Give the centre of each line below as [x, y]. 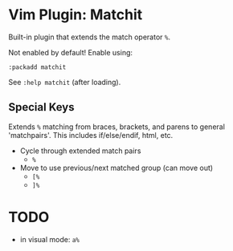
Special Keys [41, 107]
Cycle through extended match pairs [80, 151]
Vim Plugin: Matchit [76, 15]
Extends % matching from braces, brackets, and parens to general [117, 127]
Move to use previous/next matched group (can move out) [117, 168]
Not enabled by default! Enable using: [71, 52]
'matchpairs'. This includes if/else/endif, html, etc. [91, 135]
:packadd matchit [37, 67]
